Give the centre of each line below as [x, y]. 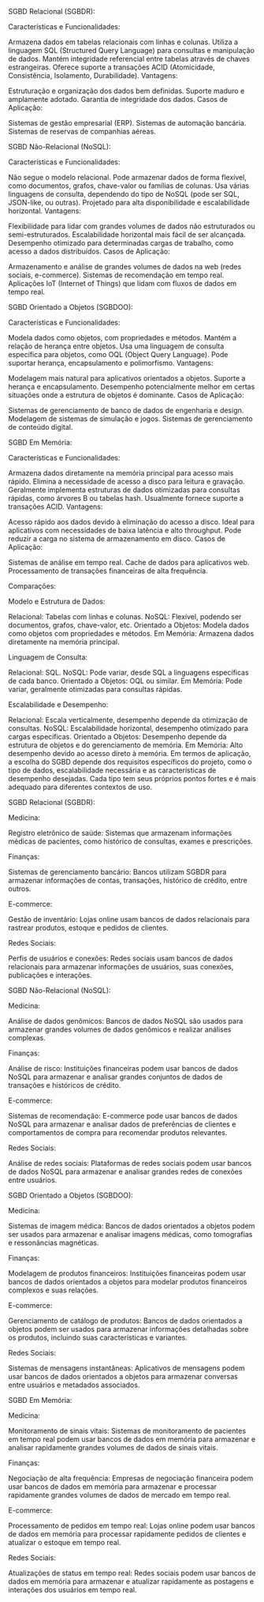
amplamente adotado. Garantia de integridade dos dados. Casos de [118, 99]
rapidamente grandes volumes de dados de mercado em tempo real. [119, 1495]
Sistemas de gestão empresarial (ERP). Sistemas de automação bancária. [127, 123]
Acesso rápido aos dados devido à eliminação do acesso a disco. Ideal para [131, 522]
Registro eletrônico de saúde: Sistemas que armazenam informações [120, 833]
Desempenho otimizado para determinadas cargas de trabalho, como [121, 243]
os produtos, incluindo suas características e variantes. [98, 1337]
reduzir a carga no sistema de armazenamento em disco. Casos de [117, 539]
